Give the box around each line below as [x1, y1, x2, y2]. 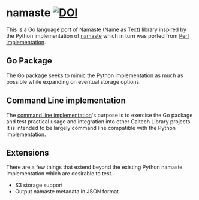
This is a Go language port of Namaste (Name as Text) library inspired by [6, 26, 187, 33]
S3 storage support [14, 181, 63, 189]
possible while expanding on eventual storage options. [6, 78, 141, 85]
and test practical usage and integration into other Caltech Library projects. [6, 117, 192, 125]
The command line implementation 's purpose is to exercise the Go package [6, 111, 193, 119]
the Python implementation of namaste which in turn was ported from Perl [6, 32, 189, 39]
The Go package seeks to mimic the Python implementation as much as [6, 72, 183, 79]
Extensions [6, 147, 49, 158]
